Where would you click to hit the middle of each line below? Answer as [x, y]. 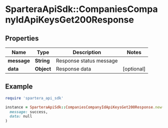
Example [19, 87]
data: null [21, 116]
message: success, [29, 112]
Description [87, 52]
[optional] [134, 69]
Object [43, 69]
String [42, 61]
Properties [22, 38]
